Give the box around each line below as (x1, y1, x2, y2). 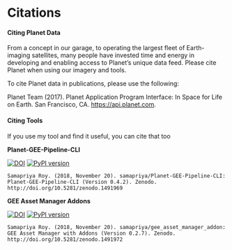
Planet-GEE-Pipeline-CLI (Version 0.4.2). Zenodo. (7, 178, 157, 185)
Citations (7, 5, 61, 21)
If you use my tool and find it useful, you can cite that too (7, 132, 171, 140)
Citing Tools (7, 116, 43, 125)
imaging (7, 51, 31, 60)
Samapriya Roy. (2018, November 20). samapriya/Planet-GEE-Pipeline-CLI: (7, 172, 226, 179)
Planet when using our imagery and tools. (7, 66, 127, 75)
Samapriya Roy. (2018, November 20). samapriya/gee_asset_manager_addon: (7, 224, 226, 231)
